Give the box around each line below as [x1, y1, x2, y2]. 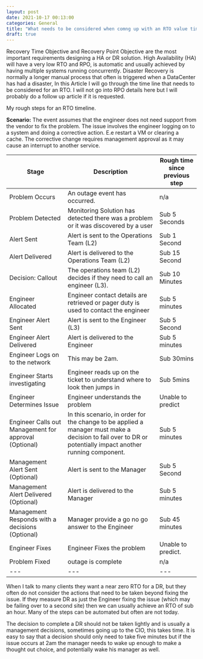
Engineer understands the [67, 393, 141, 402]
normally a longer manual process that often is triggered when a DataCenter [6, 74, 196, 81]
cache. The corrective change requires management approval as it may [6, 135, 184, 143]
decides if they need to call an [67, 274, 153, 282]
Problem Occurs [9, 193, 56, 201]
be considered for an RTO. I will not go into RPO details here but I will [6, 86, 178, 94]
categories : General [6, 20, 59, 26]
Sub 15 [159, 249, 181, 257]
